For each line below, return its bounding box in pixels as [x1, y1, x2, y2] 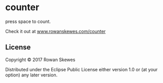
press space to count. [5, 18, 51, 24]
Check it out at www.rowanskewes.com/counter [5, 28, 106, 34]
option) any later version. [5, 72, 57, 78]
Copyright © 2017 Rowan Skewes [5, 57, 76, 63]
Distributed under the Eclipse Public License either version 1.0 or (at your [5, 66, 158, 72]
